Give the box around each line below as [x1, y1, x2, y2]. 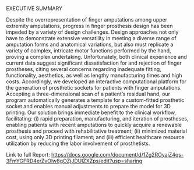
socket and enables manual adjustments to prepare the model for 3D [6, 103, 171, 109]
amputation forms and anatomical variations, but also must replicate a [6, 41, 174, 48]
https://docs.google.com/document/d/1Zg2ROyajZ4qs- [51, 151, 184, 158]
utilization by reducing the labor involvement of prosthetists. [6, 140, 150, 147]
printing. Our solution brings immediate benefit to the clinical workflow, [6, 109, 177, 116]
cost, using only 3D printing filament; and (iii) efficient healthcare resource [6, 134, 185, 140]
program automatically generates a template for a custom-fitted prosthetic [6, 97, 185, 104]
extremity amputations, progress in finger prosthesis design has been [6, 23, 173, 29]
